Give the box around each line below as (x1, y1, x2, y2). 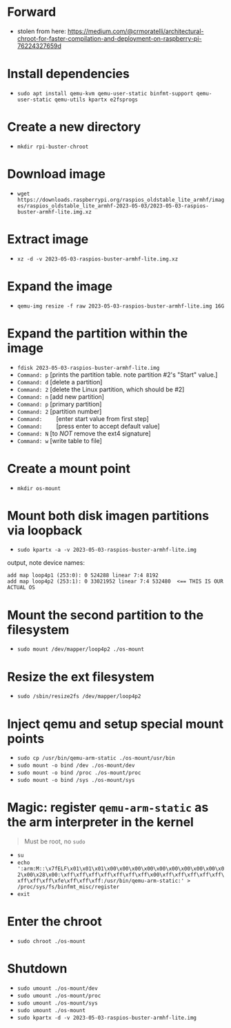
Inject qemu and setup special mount (7, 716, 224, 731)
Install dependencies (7, 66, 130, 82)
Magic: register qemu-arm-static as (7, 800, 209, 816)
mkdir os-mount (17, 485, 61, 492)
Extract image (7, 231, 89, 247)
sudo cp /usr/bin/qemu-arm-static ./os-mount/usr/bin (17, 755, 175, 762)
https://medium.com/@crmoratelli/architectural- (68, 27, 205, 35)
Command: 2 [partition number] (17, 407, 102, 415)
